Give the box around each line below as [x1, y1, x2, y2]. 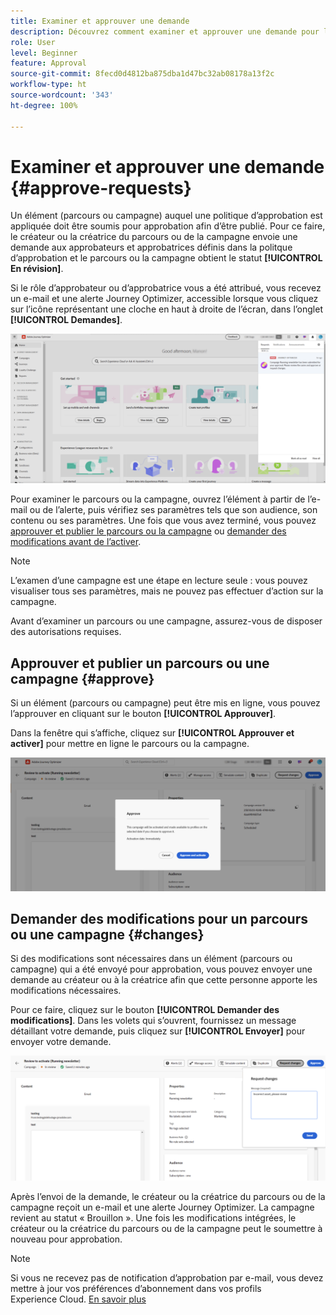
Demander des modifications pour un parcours [10, 910, 309, 927]
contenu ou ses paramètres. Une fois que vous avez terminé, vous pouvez [10, 515, 317, 527]
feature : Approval [10, 58, 87, 69]
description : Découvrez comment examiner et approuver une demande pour [10, 26, 320, 37]
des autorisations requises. [10, 626, 122, 638]
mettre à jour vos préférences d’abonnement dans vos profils [10, 1283, 262, 1295]
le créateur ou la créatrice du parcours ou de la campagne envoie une [10, 231, 298, 243]
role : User [10, 37, 56, 47]
